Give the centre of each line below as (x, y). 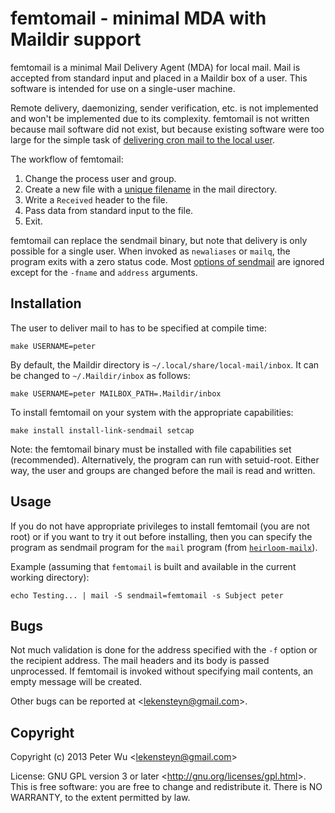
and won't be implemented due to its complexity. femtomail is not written (160, 118)
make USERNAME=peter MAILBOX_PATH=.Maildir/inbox (116, 393)
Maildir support (76, 39)
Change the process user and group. (100, 178)
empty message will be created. (76, 682)
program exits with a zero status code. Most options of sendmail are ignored (167, 261)
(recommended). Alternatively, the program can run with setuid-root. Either (165, 459)
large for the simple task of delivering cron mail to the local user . (142, 139)
